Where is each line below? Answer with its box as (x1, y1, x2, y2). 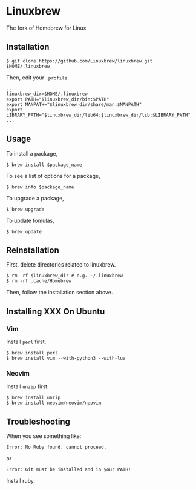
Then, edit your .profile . (6, 74, 70, 81)
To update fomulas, (6, 217, 54, 224)
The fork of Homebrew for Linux (6, 24, 87, 31)
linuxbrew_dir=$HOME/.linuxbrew (6, 91, 88, 97)
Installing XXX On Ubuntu (6, 306, 105, 316)
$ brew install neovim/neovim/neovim (6, 400, 102, 406)
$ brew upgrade (6, 206, 45, 213)
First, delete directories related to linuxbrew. (6, 261, 116, 268)
